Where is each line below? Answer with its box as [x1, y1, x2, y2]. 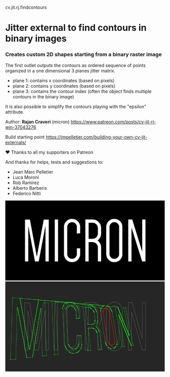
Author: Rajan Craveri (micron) [5, 119, 70, 125]
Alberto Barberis [12, 185, 47, 191]
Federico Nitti [12, 190, 41, 197]
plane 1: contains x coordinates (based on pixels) [12, 78, 115, 84]
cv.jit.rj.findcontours [5, 5, 47, 10]
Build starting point [5, 134, 45, 140]
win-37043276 [5, 124, 36, 130]
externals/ [5, 140, 26, 146]
